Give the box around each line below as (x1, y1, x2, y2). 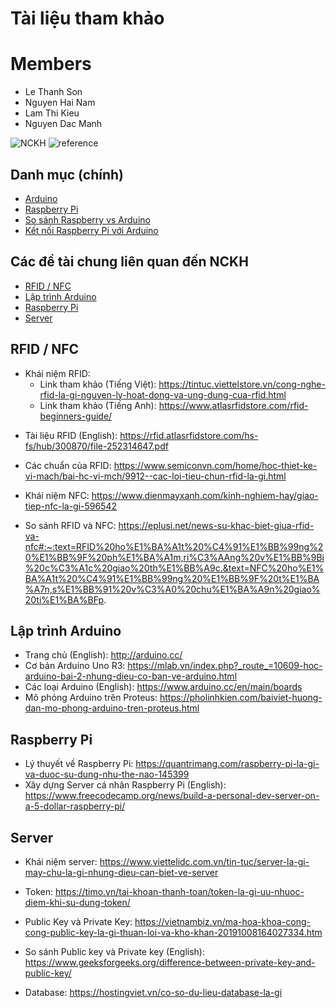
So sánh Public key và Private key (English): (24, 946, 205, 957)
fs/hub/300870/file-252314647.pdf (24, 440, 169, 452)
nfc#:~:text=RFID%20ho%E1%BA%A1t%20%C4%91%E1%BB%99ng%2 (24, 540, 324, 552)
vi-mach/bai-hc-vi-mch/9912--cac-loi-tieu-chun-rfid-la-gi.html (24, 470, 287, 482)
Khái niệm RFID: (24, 367, 91, 379)
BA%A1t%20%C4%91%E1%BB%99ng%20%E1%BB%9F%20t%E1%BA (24, 572, 320, 584)
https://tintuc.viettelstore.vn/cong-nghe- (158, 378, 326, 390)
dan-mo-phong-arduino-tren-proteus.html (24, 702, 200, 714)
